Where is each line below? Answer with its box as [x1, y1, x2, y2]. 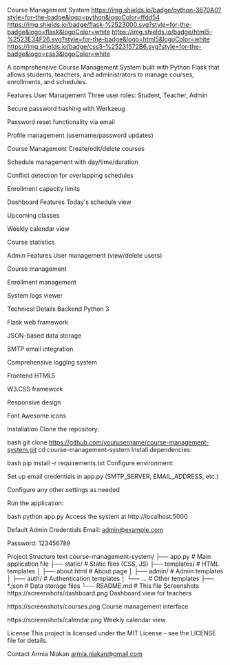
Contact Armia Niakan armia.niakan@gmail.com [7, 650, 143, 657]
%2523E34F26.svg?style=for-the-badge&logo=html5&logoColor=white [7, 35, 210, 43]
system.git [7, 446, 37, 453]
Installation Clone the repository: [7, 425, 100, 433]
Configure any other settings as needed [7, 486, 121, 493]
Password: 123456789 [7, 539, 71, 547]
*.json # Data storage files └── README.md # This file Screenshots [7, 582, 200, 590]
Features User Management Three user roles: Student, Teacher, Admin [7, 91, 208, 99]
